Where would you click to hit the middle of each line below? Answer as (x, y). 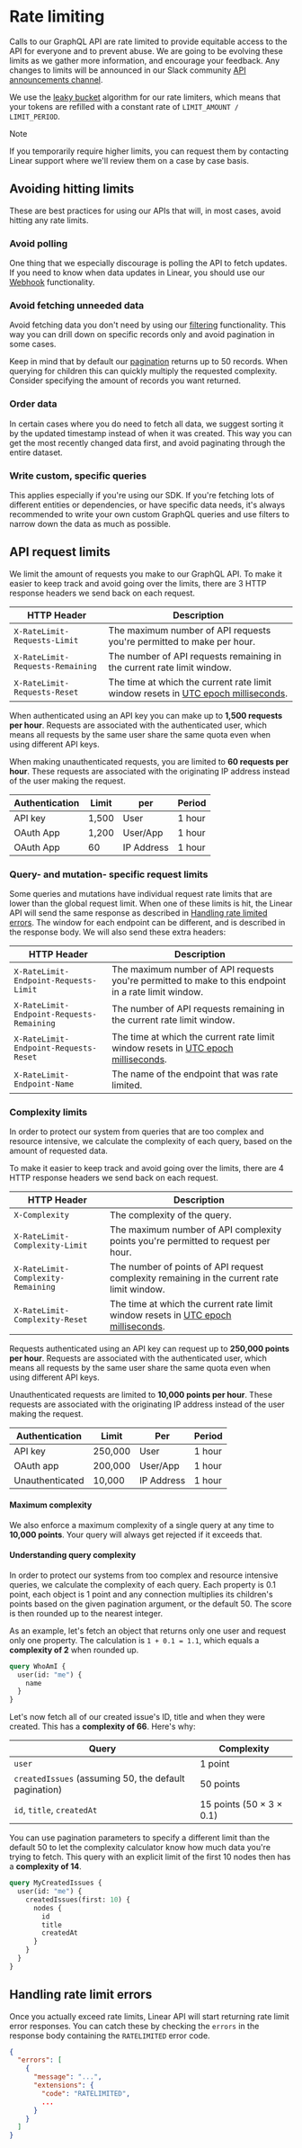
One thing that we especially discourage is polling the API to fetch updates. (148, 264)
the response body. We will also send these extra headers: (118, 932)
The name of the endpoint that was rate (195, 1074)
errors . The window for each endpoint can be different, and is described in (147, 923)
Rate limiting (57, 17)
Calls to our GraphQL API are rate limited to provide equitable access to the (148, 41)
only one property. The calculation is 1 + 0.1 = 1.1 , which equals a (134, 1640)
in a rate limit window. (158, 992)
